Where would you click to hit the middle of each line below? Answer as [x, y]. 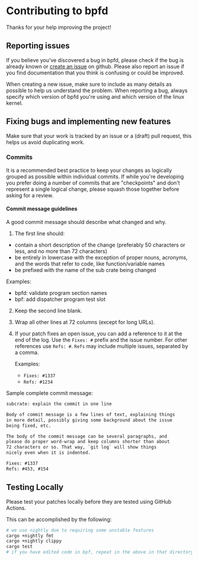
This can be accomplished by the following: [59, 519]
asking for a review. [30, 195]
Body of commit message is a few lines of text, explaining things [91, 414]
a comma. [27, 352]
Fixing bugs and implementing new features [88, 121]
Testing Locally [35, 487]
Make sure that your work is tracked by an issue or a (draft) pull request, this [99, 136]
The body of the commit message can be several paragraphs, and [87, 436]
